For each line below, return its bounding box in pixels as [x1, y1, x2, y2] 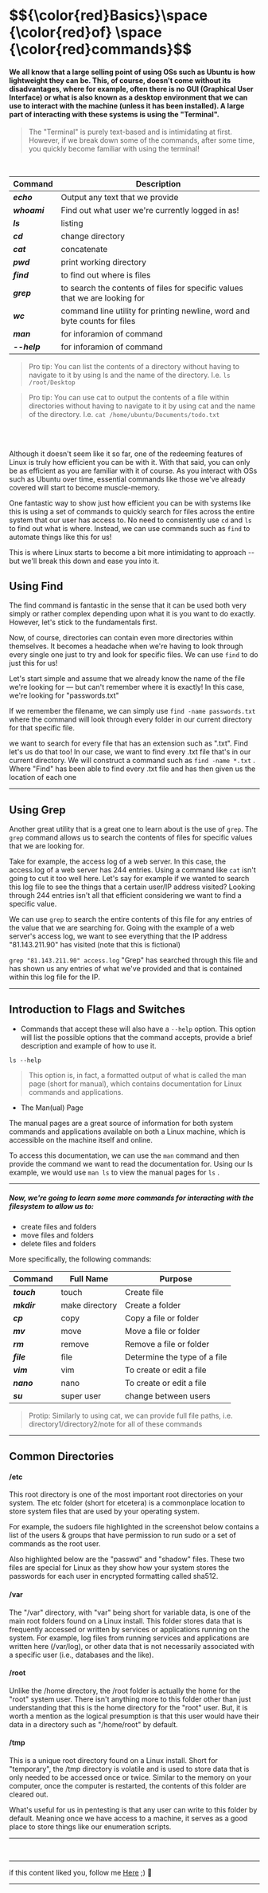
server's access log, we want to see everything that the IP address [9, 931, 227, 941]
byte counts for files [60, 316, 136, 327]
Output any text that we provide [60, 192, 179, 203]
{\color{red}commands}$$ [9, 41, 192, 58]
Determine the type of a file [125, 1351, 227, 1362]
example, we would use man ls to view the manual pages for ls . [9, 1167, 219, 1177]
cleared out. [9, 1789, 49, 1799]
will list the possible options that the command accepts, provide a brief [20, 1032, 253, 1042]
